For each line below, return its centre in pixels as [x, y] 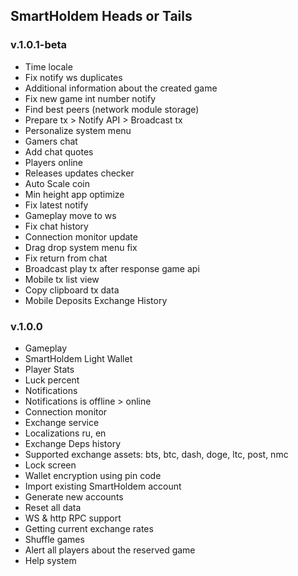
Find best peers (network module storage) [112, 109]
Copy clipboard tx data [72, 290]
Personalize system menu [78, 130]
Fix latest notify [56, 205]
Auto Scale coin [57, 183]
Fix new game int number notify [90, 98]
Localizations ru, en [65, 433]
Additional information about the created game [121, 88]
